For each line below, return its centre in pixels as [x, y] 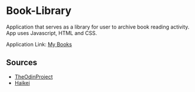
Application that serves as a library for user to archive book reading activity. [98, 27]
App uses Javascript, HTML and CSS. [52, 33]
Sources [22, 63]
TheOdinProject [33, 76]
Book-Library [39, 11]
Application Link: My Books [39, 44]
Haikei [22, 83]
